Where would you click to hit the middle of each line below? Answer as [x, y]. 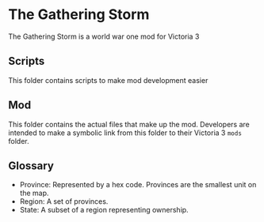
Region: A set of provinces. [64, 201]
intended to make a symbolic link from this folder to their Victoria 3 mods [125, 133]
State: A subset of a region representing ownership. [104, 210]
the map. [34, 193]
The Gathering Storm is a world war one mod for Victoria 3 [104, 36]
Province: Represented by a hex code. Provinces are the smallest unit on [138, 185]
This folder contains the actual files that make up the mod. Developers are [129, 124]
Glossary [31, 166]
